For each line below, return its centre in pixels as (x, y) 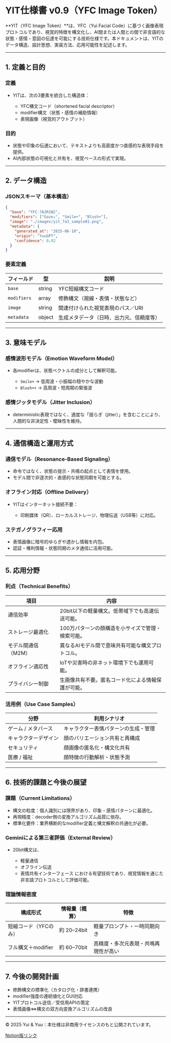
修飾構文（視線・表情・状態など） (99, 298)
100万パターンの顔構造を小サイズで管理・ (110, 628)
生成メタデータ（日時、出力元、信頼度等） (109, 318)
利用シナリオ (109, 718)
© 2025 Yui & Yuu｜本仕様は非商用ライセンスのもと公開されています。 (79, 1025)
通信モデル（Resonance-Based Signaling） (59, 459)
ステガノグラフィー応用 (34, 530)
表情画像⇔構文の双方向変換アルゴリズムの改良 (63, 1009)
